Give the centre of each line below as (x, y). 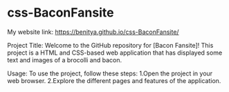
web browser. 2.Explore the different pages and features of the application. (114, 80)
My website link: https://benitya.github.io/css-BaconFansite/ (93, 32)
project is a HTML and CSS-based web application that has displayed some (115, 53)
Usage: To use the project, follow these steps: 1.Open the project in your (110, 73)
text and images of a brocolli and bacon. (65, 59)
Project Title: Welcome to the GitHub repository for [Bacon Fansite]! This (110, 45)
